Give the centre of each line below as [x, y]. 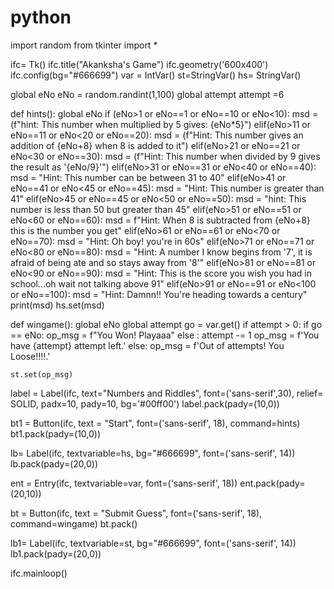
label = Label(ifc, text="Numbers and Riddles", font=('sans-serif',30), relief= [167, 393]
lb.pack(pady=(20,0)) [54, 463]
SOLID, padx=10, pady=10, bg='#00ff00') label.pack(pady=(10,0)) [145, 403]
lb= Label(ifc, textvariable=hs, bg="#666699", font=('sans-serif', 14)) [153, 453]
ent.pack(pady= [272, 483]
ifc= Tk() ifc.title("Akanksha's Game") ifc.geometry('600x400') [139, 64]
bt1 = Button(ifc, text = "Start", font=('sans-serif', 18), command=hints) [155, 423]
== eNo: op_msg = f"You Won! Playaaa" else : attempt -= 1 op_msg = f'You [165, 335]
